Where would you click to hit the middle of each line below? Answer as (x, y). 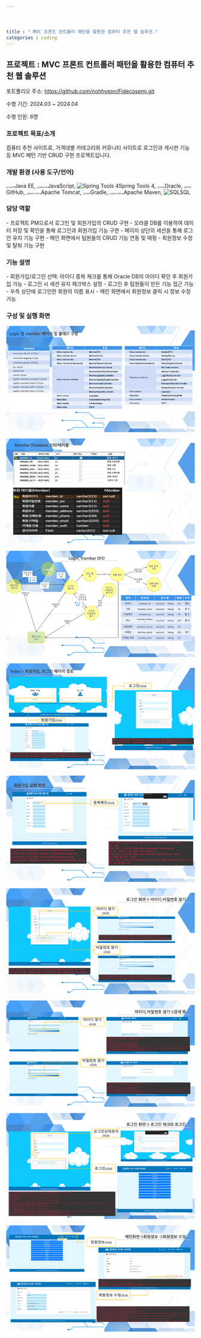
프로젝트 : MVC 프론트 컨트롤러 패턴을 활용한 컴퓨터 (96, 64)
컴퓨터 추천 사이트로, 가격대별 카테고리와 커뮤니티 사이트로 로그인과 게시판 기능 (98, 148)
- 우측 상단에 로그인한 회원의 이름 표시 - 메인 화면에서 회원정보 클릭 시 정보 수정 (99, 292)
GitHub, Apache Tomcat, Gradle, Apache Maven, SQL (98, 192)
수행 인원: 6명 (22, 116)
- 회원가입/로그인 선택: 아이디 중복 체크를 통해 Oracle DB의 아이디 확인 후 (92, 277)
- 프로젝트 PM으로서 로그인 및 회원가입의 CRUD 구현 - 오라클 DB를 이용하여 (95, 223)
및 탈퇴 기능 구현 (25, 245)
